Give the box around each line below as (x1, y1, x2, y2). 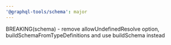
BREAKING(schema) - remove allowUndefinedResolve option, (5, 25, 159, 32)
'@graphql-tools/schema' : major (5, 8, 87, 15)
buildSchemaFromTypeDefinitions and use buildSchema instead (5, 31, 165, 39)
